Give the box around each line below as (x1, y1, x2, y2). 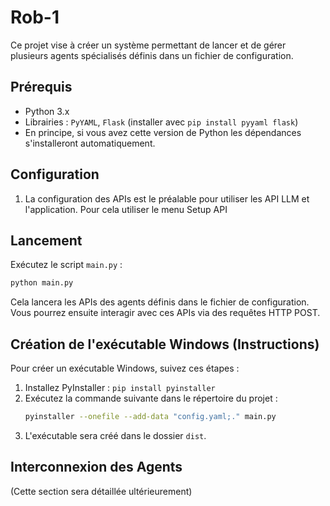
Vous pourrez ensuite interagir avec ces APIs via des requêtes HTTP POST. (10, 307, 321, 319)
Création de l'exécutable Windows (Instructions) (10, 336, 320, 353)
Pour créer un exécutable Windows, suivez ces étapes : (10, 362, 240, 375)
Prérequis (10, 79, 73, 96)
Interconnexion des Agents (10, 459, 183, 476)
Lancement (10, 232, 83, 249)
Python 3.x (24, 105, 70, 117)
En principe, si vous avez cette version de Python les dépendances (24, 126, 302, 138)
